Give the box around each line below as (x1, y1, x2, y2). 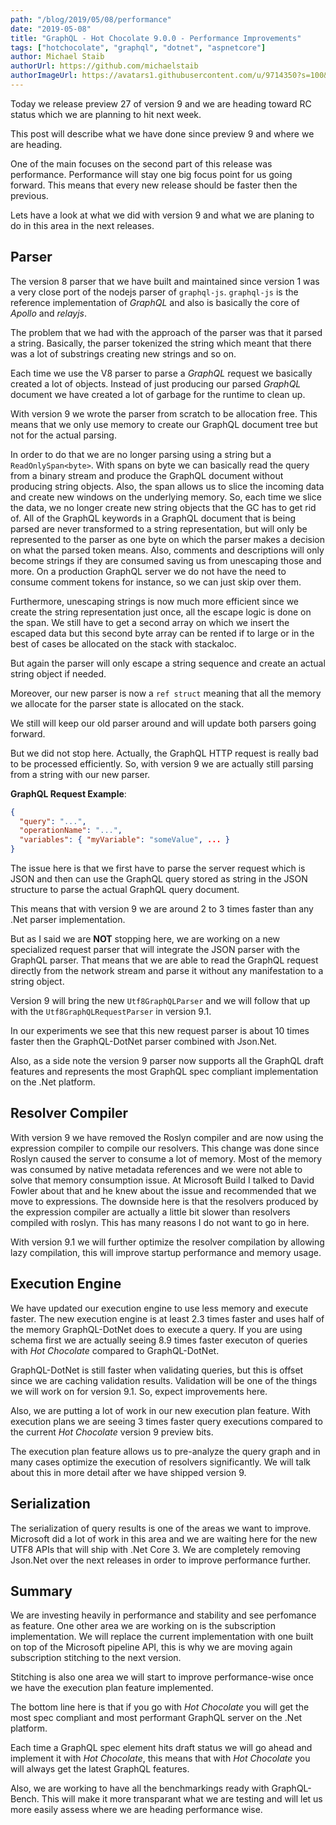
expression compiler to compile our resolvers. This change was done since (10, 1142, 320, 1154)
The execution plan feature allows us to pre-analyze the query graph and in (10, 1445, 321, 1457)
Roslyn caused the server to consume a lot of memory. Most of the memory (10, 1152, 323, 1165)
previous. (10, 189, 49, 201)
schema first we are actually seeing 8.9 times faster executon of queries (10, 1334, 308, 1346)
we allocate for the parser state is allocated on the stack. (10, 697, 245, 710)
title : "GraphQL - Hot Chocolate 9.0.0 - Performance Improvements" (10, 33, 302, 43)
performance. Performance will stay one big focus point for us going (10, 168, 293, 180)
